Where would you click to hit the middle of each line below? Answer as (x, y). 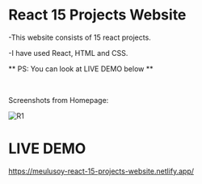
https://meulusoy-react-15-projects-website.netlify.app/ (101, 171)
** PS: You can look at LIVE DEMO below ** (81, 68)
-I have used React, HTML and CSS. (68, 53)
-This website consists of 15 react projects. (80, 37)
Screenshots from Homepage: (59, 100)
